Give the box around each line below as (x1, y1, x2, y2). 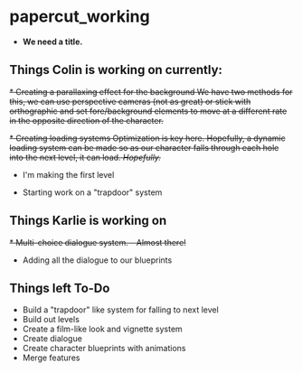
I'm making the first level (22, 169, 115, 180)
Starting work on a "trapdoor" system (22, 187, 163, 198)
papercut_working (9, 6, 151, 27)
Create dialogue (22, 333, 83, 344)
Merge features (22, 352, 80, 363)
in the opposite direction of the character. (9, 115, 165, 126)
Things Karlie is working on (9, 213, 167, 228)
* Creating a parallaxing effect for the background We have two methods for (9, 86, 293, 97)
